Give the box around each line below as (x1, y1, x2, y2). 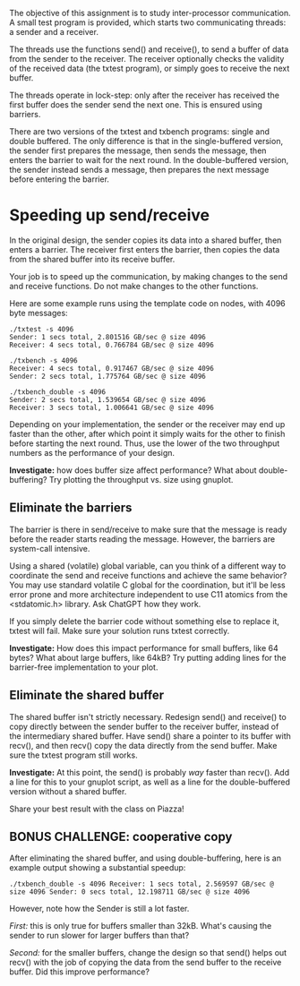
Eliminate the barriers (9, 501, 133, 516)
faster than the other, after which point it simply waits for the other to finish (9, 428, 286, 439)
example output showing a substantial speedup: (9, 862, 186, 873)
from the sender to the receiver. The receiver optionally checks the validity (9, 54, 285, 64)
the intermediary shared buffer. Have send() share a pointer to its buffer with (9, 730, 291, 742)
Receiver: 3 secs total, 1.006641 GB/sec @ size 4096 (9, 403, 215, 412)
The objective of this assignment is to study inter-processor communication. (9, 8, 291, 18)
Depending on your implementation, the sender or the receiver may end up (9, 418, 286, 429)
